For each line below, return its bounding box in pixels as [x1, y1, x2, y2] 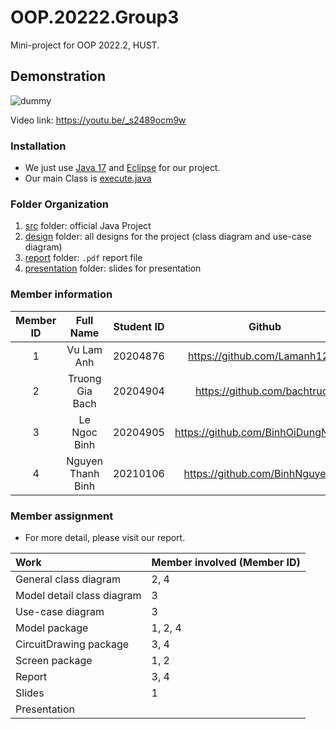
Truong [67, 371, 102, 385]
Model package [15, 621, 89, 635]
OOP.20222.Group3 [10, 6, 180, 29]
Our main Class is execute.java [24, 172, 152, 185]
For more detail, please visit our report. [24, 531, 186, 543]
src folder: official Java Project [24, 220, 152, 232]
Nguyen [66, 454, 103, 468]
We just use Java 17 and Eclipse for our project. [24, 162, 221, 174]
